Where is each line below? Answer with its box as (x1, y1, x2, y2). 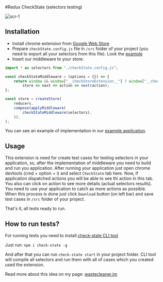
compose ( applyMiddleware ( (14, 106, 66, 110)
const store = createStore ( (5, 97, 62, 102)
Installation (5, 28, 40, 36)
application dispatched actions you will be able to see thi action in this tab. (5, 176, 154, 181)
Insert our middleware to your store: (12, 56, 84, 62)
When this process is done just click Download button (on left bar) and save (5, 191, 154, 197)
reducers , (14, 101, 34, 106)
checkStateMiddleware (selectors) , (22, 110, 92, 115)
